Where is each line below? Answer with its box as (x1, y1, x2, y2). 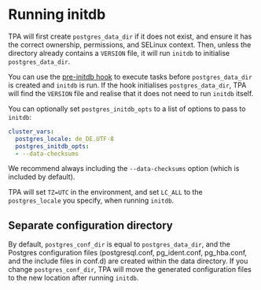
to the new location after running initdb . (8, 273, 139, 283)
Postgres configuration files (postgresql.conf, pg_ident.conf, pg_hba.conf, (8, 248, 248, 258)
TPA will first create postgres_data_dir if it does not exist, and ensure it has (8, 32, 252, 41)
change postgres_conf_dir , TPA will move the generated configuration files (8, 265, 252, 274)
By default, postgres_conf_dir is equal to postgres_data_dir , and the (8, 240, 230, 249)
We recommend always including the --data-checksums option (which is (8, 164, 240, 173)
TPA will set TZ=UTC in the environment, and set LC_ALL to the (8, 188, 203, 197)
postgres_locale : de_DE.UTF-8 (15, 135, 114, 143)
